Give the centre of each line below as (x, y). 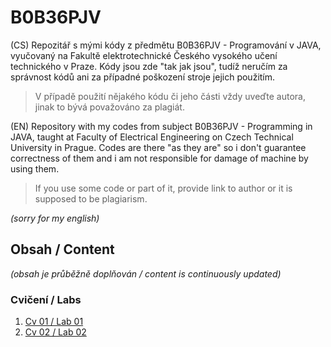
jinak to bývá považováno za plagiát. (109, 107)
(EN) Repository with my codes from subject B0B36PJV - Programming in (161, 126)
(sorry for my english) (55, 218)
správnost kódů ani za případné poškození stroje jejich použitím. (143, 77)
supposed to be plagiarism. (91, 198)
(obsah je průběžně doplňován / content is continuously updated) (146, 273)
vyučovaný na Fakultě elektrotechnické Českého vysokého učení (144, 55)
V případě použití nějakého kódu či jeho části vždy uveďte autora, (170, 96)
